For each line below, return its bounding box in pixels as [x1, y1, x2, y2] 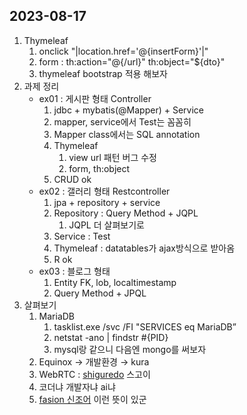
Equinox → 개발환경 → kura [38, 355, 150, 368]
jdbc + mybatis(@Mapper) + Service [53, 104, 204, 116]
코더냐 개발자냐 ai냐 [38, 380, 116, 393]
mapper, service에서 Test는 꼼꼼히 [53, 115, 192, 128]
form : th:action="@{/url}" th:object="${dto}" [38, 55, 226, 68]
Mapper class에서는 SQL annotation [53, 128, 201, 140]
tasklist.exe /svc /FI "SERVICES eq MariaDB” [53, 320, 237, 333]
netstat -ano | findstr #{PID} [53, 331, 169, 343]
